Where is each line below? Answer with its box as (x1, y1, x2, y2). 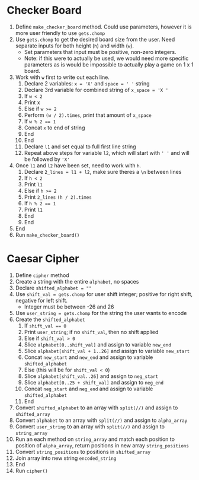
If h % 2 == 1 (24, 199, 56, 206)
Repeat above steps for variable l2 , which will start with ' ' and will (24, 149, 190, 156)
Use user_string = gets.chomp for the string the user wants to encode (15, 309, 187, 316)
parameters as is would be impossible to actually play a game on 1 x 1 (24, 61, 194, 68)
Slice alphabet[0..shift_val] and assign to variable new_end (24, 341, 171, 348)
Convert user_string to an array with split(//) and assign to (15, 422, 165, 430)
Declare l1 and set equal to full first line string (24, 143, 136, 150)
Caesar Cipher (7, 252, 79, 266)
